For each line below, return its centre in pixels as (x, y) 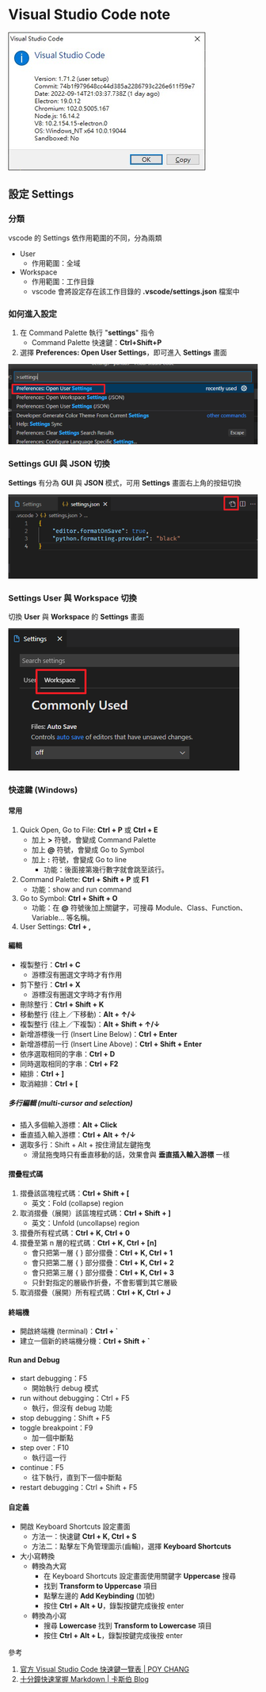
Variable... (48, 917)
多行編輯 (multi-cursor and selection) (70, 1103)
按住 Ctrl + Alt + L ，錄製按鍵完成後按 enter (113, 1635)
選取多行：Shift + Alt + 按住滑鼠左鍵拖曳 (85, 1145)
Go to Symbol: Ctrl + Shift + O (68, 898)
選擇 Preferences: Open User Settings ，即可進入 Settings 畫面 (123, 352)
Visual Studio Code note (89, 15)
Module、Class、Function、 (201, 907)
